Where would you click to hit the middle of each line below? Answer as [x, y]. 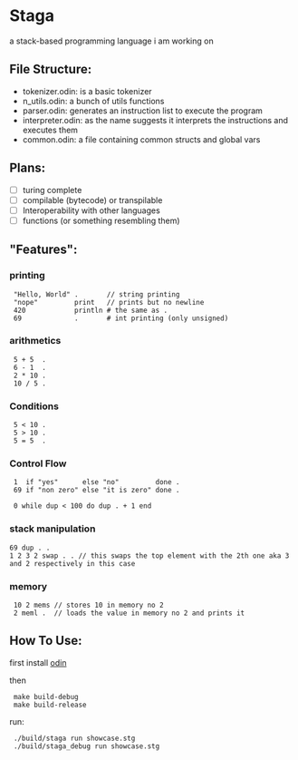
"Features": [43, 250]
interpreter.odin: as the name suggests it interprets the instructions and [155, 120]
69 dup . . [30, 548]
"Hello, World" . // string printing [96, 294]
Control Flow [38, 463]
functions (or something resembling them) [101, 220]
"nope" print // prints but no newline [109, 302]
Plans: [28, 168]
